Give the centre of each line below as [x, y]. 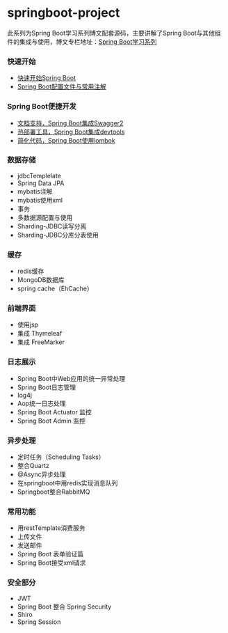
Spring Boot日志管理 [47, 387]
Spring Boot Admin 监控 [51, 421]
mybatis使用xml [40, 200]
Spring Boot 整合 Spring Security [64, 607]
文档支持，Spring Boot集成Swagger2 [70, 123]
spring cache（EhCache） [55, 289]
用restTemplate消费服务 [51, 528]
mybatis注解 [35, 191]
